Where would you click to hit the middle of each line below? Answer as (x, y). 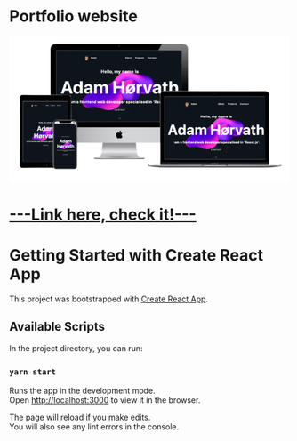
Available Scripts (57, 327)
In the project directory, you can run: (76, 348)
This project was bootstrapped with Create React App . (109, 299)
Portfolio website (73, 16)
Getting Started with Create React (136, 256)
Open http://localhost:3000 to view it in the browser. (105, 400)
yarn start (32, 372)
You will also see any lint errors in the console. (94, 426)
